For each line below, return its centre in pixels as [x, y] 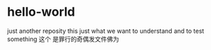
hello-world [41, 12]
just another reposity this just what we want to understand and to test [106, 31]
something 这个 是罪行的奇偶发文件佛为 [63, 39]
